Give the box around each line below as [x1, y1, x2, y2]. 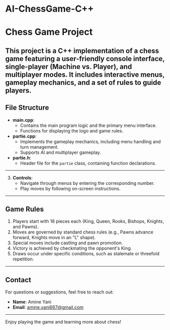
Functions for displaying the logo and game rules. [20, 127, 123, 134]
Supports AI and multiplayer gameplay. [20, 149, 101, 155]
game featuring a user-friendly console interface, [5, 54, 165, 63]
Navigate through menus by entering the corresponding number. [20, 180, 155, 186]
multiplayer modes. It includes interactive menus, [5, 70, 165, 79]
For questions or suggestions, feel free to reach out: [5, 289, 114, 295]
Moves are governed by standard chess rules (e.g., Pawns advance [12, 229, 153, 235]
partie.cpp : [12, 133, 37, 139]
